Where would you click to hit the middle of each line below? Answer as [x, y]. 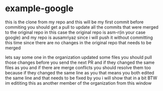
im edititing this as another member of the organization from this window [78, 83]
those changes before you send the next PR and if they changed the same [80, 62]
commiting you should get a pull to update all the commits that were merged [82, 27]
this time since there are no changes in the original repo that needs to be [78, 42]
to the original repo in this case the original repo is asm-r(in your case [75, 32]
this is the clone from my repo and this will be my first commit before [74, 22]
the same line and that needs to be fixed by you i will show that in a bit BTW [81, 78]
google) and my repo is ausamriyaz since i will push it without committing [79, 37]
